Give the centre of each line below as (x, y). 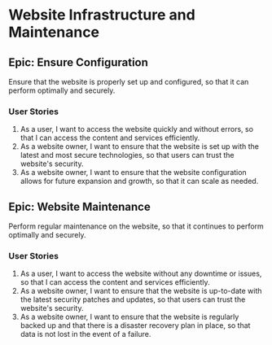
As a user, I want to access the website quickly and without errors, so (137, 129)
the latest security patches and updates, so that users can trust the (133, 299)
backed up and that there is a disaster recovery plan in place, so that (135, 325)
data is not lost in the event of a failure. (86, 334)
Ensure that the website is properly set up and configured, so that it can (129, 82)
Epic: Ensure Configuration (79, 62)
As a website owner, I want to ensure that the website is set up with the (139, 146)
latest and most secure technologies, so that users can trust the (127, 155)
